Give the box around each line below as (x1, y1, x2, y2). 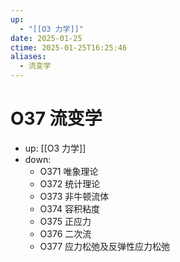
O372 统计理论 (39, 177, 101, 190)
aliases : (10, 52, 47, 62)
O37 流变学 (10, 107, 103, 130)
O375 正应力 (39, 215, 92, 227)
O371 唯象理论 (39, 165, 99, 177)
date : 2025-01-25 (10, 33, 83, 43)
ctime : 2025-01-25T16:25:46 (10, 42, 128, 53)
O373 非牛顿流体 (39, 190, 110, 202)
